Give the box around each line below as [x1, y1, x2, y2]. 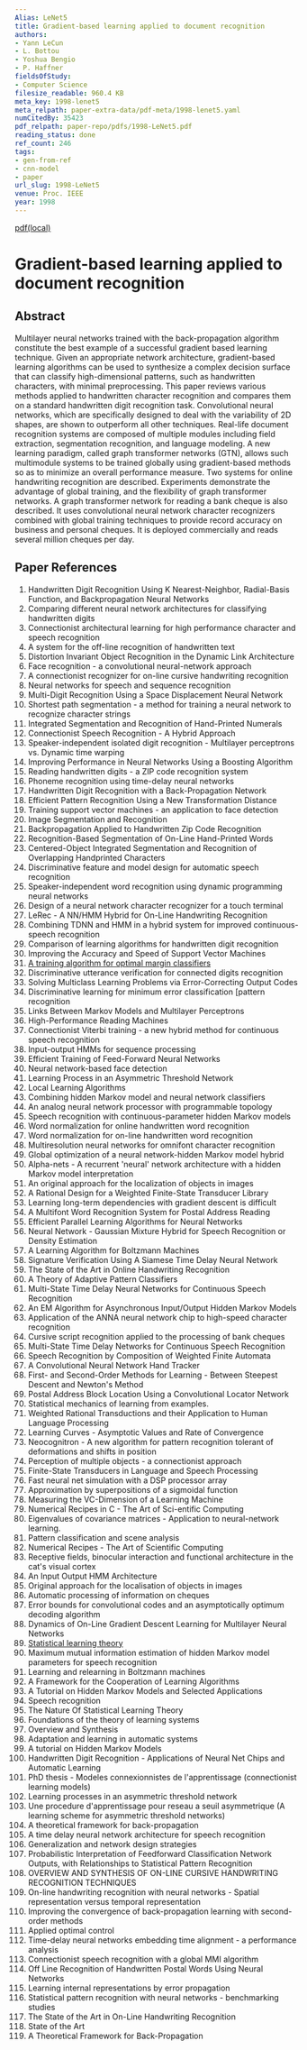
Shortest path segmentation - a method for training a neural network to [27, 699, 292, 709]
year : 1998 [14, 197, 56, 207]
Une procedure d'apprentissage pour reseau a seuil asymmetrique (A [27, 1800, 285, 1811]
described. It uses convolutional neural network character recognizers [14, 505, 275, 516]
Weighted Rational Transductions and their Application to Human [27, 1407, 268, 1418]
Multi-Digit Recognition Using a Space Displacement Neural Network [27, 689, 284, 700]
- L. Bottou [14, 47, 59, 56]
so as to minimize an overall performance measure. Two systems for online [14, 466, 293, 478]
